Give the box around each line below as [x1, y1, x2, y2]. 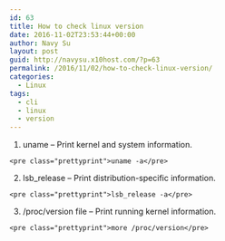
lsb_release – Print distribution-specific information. [22, 173, 216, 184]
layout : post [9, 47, 59, 56]
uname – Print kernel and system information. [22, 140, 193, 150]
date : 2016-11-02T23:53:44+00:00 [9, 30, 136, 39]
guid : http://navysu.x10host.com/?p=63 [9, 55, 161, 64]
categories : [9, 72, 54, 82]
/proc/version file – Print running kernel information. [22, 206, 217, 217]
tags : [9, 89, 30, 98]
